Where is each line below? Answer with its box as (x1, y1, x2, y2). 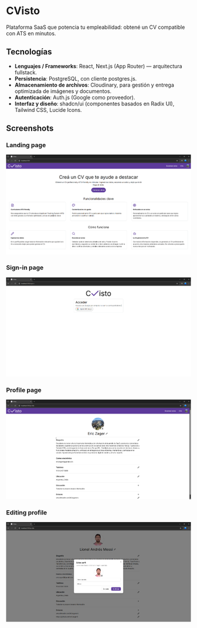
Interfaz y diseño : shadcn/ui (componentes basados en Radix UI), (14, 100, 175, 107)
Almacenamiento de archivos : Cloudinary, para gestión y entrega (14, 81, 175, 88)
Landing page (6, 141, 46, 149)
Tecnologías (6, 47, 52, 57)
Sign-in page (6, 264, 44, 272)
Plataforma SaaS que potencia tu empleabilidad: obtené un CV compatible (6, 24, 185, 31)
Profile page (6, 386, 42, 394)
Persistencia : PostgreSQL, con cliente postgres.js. (14, 75, 137, 82)
